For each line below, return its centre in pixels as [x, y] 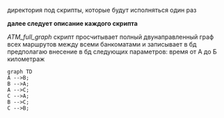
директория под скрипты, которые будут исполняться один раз [102, 10]
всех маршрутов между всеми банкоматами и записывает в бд [102, 44]
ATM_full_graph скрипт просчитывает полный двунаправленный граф [111, 37]
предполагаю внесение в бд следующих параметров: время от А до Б [112, 52]
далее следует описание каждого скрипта [72, 23]
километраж [26, 59]
